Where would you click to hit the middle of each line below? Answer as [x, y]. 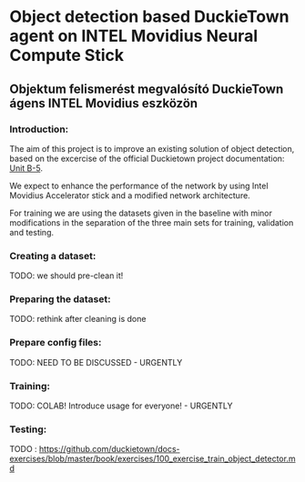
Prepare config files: [56, 343]
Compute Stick [67, 55]
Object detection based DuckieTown [149, 17]
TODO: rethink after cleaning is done [78, 319]
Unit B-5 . [26, 168]
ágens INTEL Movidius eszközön [104, 103]
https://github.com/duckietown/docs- [110, 449]
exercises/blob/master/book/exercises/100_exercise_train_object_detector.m [152, 459]
